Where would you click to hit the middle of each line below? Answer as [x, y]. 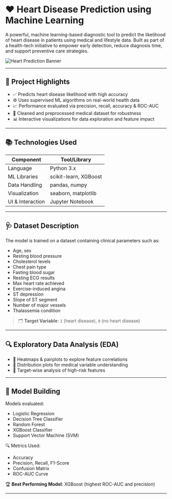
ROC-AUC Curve [30, 474]
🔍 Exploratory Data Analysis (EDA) [62, 344]
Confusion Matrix [31, 468]
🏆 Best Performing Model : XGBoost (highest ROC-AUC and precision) [80, 484]
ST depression [28, 294]
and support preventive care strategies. [47, 51]
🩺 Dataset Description [42, 226]
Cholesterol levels [31, 262]
